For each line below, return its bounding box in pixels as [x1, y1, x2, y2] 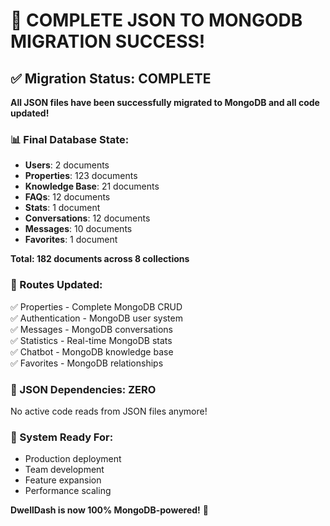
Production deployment [24, 453, 122, 465]
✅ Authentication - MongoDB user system [10, 312, 183, 324]
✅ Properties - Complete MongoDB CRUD [10, 300, 183, 313]
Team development [24, 464, 105, 476]
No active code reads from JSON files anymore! [10, 405, 208, 417]
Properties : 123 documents [24, 170, 138, 182]
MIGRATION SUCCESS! [10, 30, 206, 53]
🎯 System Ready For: [10, 430, 114, 444]
